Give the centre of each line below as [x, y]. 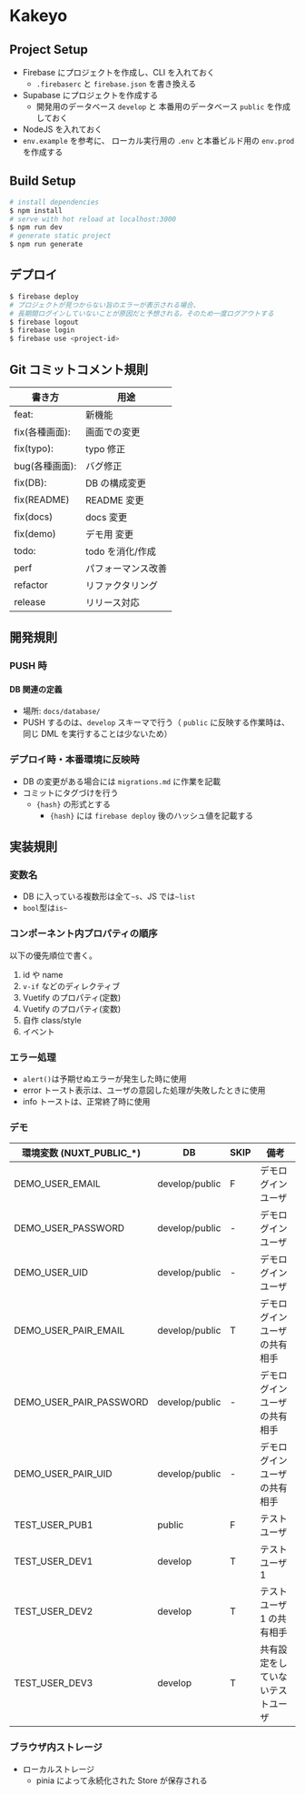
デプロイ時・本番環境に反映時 [75, 760]
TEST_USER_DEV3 [54, 1683]
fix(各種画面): [42, 431]
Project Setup [49, 50]
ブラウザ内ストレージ [56, 1748]
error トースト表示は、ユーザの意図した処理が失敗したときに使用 [144, 1090]
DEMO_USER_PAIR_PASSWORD [81, 1402]
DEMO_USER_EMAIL [58, 1184]
